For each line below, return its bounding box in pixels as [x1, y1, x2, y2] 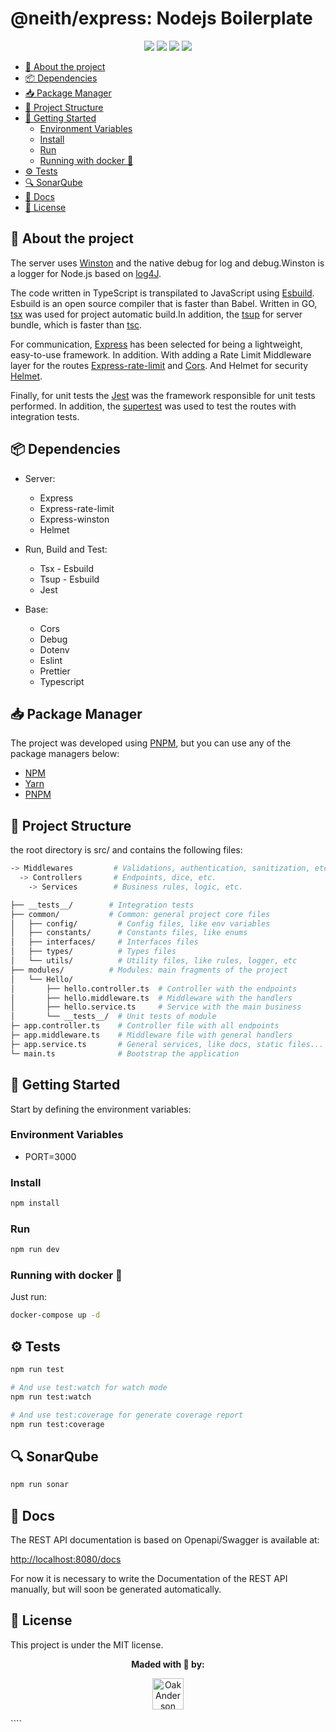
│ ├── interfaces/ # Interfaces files [10, 937, 199, 947]
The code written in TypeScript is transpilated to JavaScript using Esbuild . [10, 287, 315, 299]
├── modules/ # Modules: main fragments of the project [10, 965, 288, 975]
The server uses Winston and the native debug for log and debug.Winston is [10, 257, 325, 269]
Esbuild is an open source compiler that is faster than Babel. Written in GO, [10, 297, 318, 309]
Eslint [39, 654, 63, 666]
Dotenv [39, 643, 70, 656]
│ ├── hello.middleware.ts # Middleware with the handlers [10, 993, 293, 1003]
